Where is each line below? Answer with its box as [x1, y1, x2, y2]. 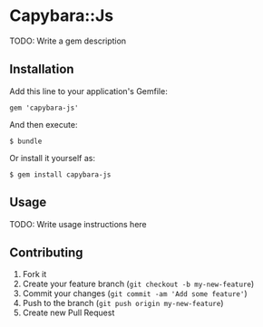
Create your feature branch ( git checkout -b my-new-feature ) [22, 278, 255, 290]
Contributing [9, 245, 83, 260]
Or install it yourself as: [9, 152, 95, 163]
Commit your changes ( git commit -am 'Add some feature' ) [22, 288, 248, 299]
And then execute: [9, 119, 78, 130]
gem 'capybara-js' [9, 103, 79, 112]
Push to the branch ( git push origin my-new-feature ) [22, 298, 224, 309]
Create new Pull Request [22, 307, 115, 318]
